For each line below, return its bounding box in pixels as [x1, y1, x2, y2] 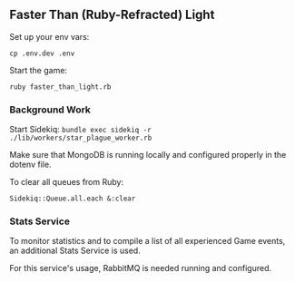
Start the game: [9, 64, 68, 75]
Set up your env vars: [9, 31, 90, 42]
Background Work [9, 103, 91, 116]
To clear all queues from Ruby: [9, 177, 124, 188]
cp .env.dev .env [9, 49, 75, 58]
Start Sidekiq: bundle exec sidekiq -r [9, 124, 152, 135]
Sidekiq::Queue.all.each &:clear [9, 194, 136, 203]
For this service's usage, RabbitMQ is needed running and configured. [9, 263, 272, 274]
